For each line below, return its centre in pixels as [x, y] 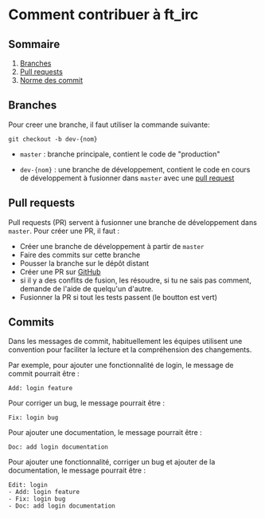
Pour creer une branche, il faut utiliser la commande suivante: [109, 125]
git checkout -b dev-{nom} [53, 139]
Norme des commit [51, 80]
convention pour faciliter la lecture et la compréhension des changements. [130, 350]
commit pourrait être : [44, 374]
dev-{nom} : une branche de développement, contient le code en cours [135, 169]
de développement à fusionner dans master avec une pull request [127, 178]
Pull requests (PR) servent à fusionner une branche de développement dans [132, 222]
